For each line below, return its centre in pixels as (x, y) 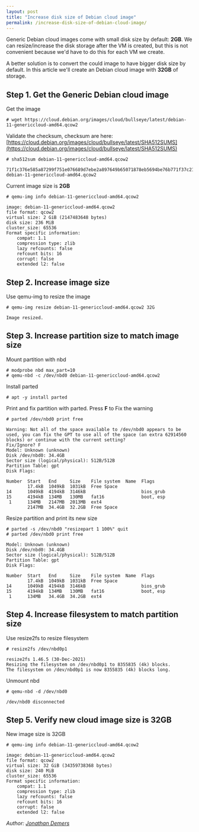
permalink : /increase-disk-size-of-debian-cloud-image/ (76, 23)
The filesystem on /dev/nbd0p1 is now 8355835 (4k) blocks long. (88, 670)
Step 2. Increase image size (58, 282)
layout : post (22, 12)
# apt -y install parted (37, 397)
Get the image (23, 109)
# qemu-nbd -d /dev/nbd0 (37, 691)
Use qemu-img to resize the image (48, 296)
